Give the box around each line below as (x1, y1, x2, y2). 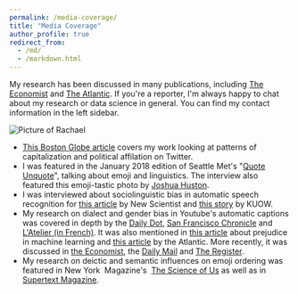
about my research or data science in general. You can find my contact (9, 98, 270, 108)
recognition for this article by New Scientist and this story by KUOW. (21, 199, 274, 209)
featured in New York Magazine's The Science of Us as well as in (21, 265, 267, 275)
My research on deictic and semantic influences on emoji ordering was (21, 256, 284, 265)
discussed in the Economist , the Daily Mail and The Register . (21, 246, 244, 257)
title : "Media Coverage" (9, 21, 102, 30)
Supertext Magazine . (21, 274, 100, 285)
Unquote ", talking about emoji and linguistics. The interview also (21, 170, 259, 181)
